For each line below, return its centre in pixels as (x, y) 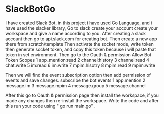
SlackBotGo (30, 9)
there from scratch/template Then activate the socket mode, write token (79, 44)
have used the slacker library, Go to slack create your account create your (82, 28)
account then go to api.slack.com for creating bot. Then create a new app (81, 39)
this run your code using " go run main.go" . (50, 106)
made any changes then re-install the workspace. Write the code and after (82, 100)
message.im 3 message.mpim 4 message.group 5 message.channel (76, 85)
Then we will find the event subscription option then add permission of (78, 75)
